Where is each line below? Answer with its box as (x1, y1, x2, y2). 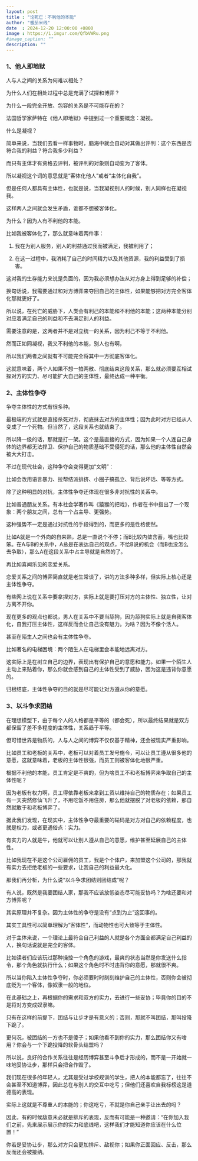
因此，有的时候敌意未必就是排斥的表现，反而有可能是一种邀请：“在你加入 (6, 1113, 184, 1121)
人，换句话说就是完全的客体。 (6, 941, 78, 948)
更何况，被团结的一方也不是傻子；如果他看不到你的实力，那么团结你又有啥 (6, 1033, 187, 1041)
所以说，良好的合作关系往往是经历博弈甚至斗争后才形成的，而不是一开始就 (6, 1053, 187, 1060)
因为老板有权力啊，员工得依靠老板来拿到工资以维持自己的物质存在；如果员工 (6, 789, 192, 796)
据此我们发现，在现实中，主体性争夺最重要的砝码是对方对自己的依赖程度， (6, 816, 187, 823)
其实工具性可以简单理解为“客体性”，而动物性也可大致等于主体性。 (6, 921, 166, 929)
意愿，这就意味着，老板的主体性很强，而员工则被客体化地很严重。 (6, 756, 166, 764)
